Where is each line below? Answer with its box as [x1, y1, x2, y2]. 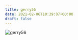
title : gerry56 [5, 7, 36, 12]
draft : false [5, 16, 32, 21]
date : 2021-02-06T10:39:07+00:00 [5, 12, 74, 17]
